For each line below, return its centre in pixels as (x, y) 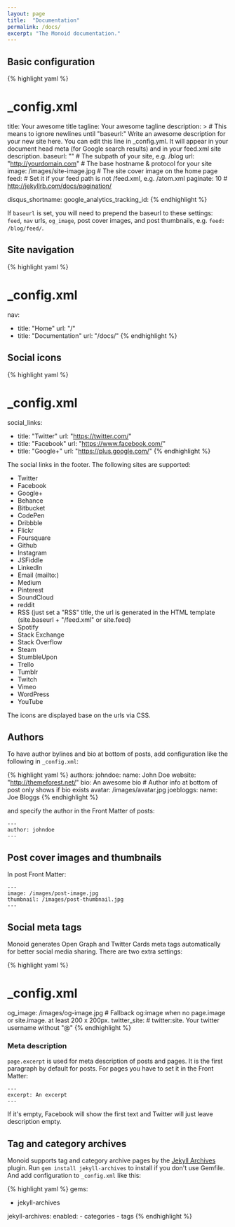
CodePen (31, 515)
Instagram (32, 553)
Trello (26, 664)
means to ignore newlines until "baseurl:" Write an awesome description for (116, 134)
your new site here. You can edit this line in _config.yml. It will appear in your (118, 141)
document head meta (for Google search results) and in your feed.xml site (114, 149)
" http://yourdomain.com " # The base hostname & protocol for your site (110, 163)
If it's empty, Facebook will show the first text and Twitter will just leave (110, 1114)
